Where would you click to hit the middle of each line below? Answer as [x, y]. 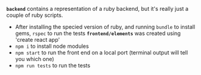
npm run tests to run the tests [53, 65]
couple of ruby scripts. [35, 15]
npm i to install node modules [52, 46]
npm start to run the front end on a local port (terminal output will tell [101, 53]
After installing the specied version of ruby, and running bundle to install [105, 27]
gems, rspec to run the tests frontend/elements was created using [98, 33]
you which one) [35, 59]
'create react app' [37, 40]
